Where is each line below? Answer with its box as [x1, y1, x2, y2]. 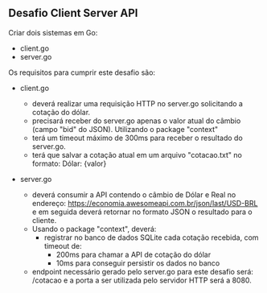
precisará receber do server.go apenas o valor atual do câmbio [31, 116, 241, 126]
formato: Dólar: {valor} [31, 159, 107, 168]
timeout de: [43, 241, 82, 250]
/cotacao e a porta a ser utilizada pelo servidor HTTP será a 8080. [31, 275, 252, 285]
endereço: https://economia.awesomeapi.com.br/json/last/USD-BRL [31, 198, 258, 208]
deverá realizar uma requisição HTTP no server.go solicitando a [31, 98, 244, 108]
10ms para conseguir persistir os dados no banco [55, 258, 220, 268]
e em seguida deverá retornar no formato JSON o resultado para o [31, 207, 253, 217]
